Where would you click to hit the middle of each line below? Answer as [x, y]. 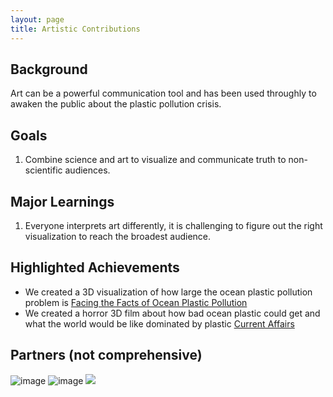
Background [49, 69]
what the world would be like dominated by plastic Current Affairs [159, 323]
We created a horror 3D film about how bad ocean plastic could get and [172, 313]
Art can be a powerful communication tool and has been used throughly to [163, 93]
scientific [43, 170]
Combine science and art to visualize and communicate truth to [155, 160]
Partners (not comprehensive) [106, 355]
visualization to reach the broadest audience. [118, 236]
